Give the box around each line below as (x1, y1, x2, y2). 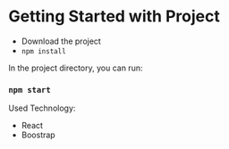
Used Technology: (8, 103, 76, 113)
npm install (21, 46, 66, 55)
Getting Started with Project (8, 6, 220, 27)
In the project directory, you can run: (8, 62, 143, 73)
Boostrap (21, 129, 55, 140)
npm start (8, 85, 51, 95)
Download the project (21, 36, 102, 46)
